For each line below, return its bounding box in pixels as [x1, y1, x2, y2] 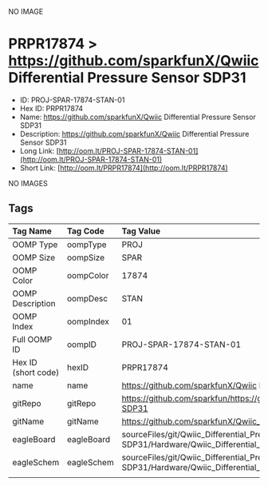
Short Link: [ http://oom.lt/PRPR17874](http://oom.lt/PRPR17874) [19, 163, 229, 173]
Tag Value [121, 225, 161, 237]
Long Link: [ [19, 145, 60, 155]
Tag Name [12, 225, 52, 237]
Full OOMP [12, 333, 53, 345]
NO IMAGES [8, 178, 48, 188]
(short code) [12, 367, 60, 378]
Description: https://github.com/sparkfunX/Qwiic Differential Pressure [19, 129, 250, 138]
